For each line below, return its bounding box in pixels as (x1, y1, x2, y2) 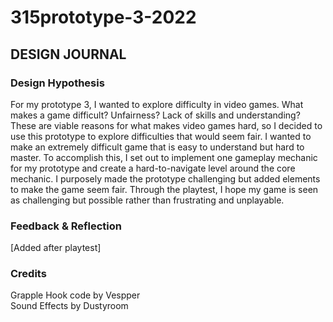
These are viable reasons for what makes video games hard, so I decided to (10, 119, 323, 131)
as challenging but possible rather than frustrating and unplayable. (10, 194, 285, 206)
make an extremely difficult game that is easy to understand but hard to (10, 141, 305, 153)
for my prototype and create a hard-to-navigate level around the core (10, 162, 296, 174)
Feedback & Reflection (10, 219, 123, 233)
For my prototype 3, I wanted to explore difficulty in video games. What (10, 98, 304, 110)
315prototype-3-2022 (10, 6, 197, 29)
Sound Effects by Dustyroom (10, 300, 129, 312)
